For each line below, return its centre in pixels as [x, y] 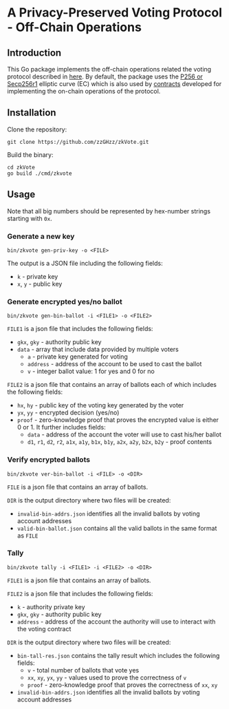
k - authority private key [51, 606]
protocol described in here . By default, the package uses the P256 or [105, 76]
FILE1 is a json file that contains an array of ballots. [79, 580]
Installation [32, 113]
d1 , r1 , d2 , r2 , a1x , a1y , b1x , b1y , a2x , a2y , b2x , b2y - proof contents [119, 442]
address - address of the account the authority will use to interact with [116, 622]
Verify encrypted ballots [49, 460]
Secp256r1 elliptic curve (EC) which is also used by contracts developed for [115, 84]
